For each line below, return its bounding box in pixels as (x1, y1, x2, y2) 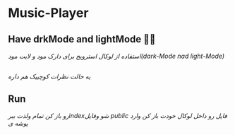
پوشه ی (8, 119, 29, 128)
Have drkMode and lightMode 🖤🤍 (8, 33, 156, 45)
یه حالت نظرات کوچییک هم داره (8, 72, 91, 81)
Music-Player (8, 5, 89, 21)
